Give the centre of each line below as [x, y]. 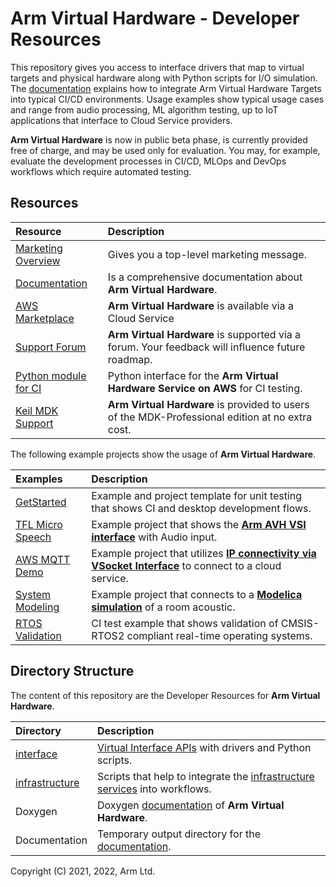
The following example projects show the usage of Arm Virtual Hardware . [163, 454]
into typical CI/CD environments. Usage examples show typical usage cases [167, 99]
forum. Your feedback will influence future [206, 347]
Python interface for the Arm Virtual [193, 375]
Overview [38, 260]
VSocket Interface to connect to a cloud [186, 565]
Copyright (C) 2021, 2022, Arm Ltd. [83, 871]
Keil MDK [37, 410]
